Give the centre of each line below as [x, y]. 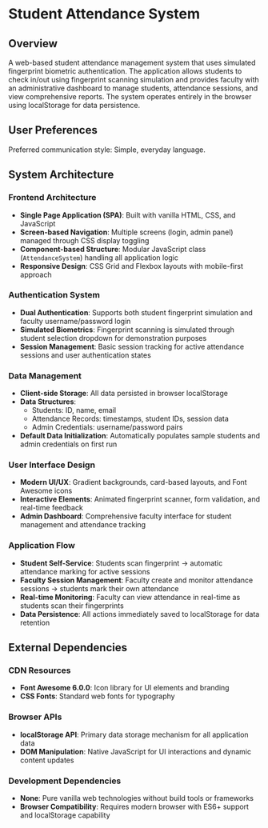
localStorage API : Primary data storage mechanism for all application [134, 734]
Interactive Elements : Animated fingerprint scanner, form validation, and [140, 499]
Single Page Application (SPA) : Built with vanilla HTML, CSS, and [128, 215]
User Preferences [53, 130]
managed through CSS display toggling [84, 240]
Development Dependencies [65, 781]
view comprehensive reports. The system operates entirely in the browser [130, 96]
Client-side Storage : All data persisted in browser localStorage [124, 394]
